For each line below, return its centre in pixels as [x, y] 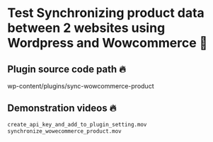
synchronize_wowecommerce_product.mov [64, 131]
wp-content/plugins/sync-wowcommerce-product [81, 86]
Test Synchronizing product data [106, 13]
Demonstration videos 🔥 [62, 108]
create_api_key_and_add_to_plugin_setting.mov [77, 124]
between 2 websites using [86, 28]
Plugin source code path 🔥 [67, 69]
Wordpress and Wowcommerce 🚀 [108, 43]
